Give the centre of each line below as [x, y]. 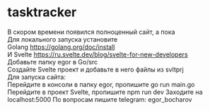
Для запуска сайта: [36, 77]
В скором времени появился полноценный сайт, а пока [91, 32]
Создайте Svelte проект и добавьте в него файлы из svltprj [95, 69]
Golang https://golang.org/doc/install [61, 47]
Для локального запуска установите [63, 39]
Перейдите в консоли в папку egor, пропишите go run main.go [101, 84]
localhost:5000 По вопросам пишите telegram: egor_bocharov [100, 99]
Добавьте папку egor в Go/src [53, 62]
